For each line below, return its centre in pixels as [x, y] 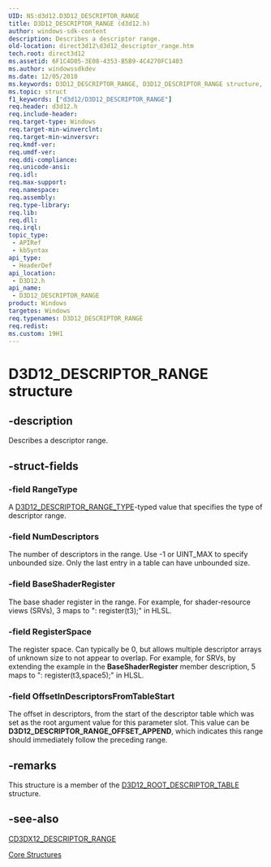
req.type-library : [39, 205]
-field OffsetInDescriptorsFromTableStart [92, 696]
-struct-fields [43, 466]
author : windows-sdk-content [58, 31]
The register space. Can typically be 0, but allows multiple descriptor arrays [135, 649]
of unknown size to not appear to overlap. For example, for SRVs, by [123, 658]
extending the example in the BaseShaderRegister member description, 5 [132, 666]
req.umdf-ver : [32, 152]
